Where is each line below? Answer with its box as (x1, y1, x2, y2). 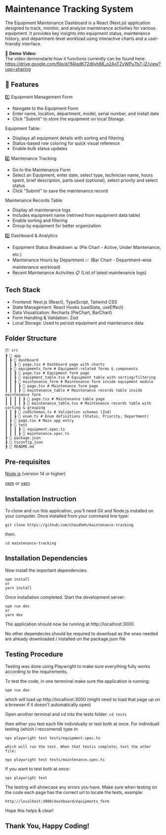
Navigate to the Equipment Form (12, 105, 79, 111)
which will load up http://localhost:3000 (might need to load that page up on (5, 696, 161, 702)
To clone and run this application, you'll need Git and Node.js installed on (5, 508, 154, 513)
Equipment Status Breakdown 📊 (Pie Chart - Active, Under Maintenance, (12, 244, 161, 250)
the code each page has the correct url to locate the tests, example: (5, 789, 143, 795)
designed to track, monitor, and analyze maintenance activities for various (5, 25, 156, 31)
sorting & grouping (5, 405, 45, 411)
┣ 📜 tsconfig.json (5, 440, 43, 445)
